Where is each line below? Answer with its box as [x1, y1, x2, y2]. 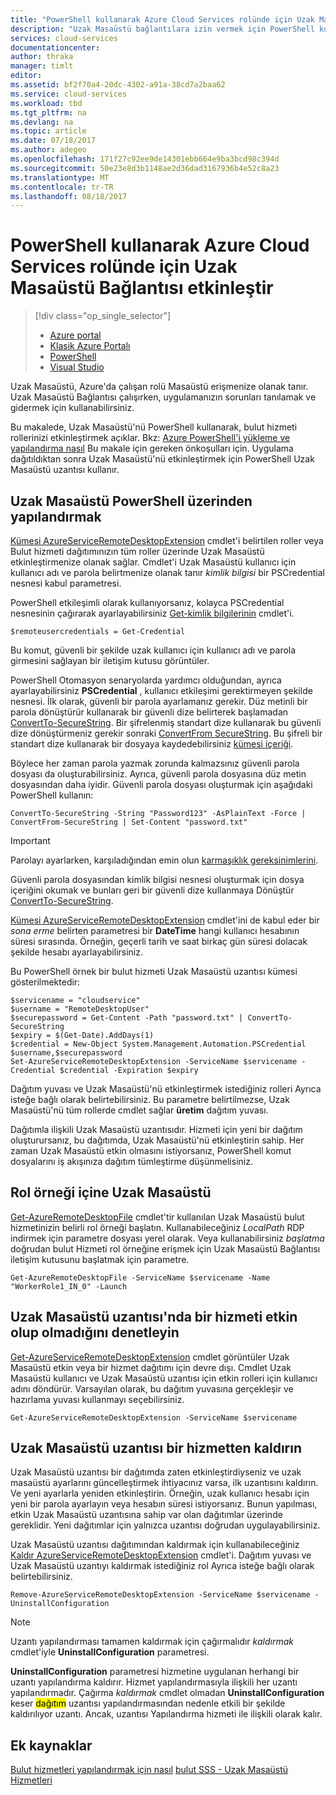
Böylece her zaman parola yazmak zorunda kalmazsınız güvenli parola [10, 757, 300, 769]
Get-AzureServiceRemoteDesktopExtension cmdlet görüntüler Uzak [10, 1351, 290, 1363]
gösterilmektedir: [10, 976, 81, 988]
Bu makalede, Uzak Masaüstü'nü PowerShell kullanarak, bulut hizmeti [10, 421, 298, 433]
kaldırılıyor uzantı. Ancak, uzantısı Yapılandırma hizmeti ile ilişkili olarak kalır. [10, 1708, 323, 1720]
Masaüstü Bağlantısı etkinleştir [10, 277, 274, 300]
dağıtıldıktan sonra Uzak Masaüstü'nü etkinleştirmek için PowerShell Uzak [10, 453, 315, 465]
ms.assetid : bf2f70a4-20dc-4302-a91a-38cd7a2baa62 [10, 80, 226, 90]
